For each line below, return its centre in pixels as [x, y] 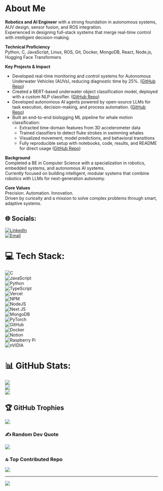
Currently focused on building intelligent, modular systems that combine [77, 173]
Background [18, 158]
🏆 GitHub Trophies [35, 408]
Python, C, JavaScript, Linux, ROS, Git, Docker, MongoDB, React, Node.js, [79, 52]
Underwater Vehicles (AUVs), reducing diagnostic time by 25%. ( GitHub [84, 81]
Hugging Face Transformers [33, 57]
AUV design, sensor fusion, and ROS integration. [54, 27]
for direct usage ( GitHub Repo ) [50, 148]
